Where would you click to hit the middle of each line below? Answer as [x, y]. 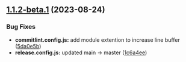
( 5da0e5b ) [28, 46]
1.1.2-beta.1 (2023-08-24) [56, 10]
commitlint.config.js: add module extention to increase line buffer [98, 40]
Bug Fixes [21, 27]
